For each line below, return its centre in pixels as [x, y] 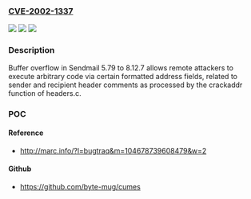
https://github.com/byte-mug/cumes [80, 186]
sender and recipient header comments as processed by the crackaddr [125, 85]
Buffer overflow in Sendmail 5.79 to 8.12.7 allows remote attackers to [121, 68]
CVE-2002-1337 [41, 11]
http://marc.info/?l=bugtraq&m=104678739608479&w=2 [113, 150]
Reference [26, 133]
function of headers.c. [45, 93]
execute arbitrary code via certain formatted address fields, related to [123, 76]
